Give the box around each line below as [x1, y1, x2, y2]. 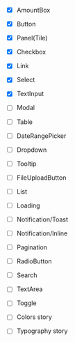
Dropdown [16, 146, 47, 154]
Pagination [16, 243, 48, 251]
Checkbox [16, 48, 47, 56]
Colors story [16, 313, 53, 321]
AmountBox [16, 6, 51, 14]
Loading [16, 201, 40, 210]
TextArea [16, 285, 43, 293]
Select [16, 76, 35, 84]
